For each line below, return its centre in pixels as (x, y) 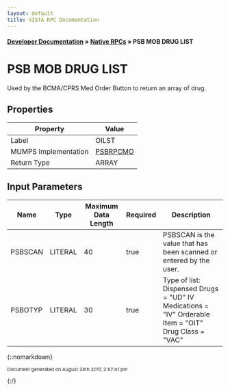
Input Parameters (45, 187)
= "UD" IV (179, 297)
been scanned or (190, 252)
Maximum (102, 206)
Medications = (186, 306)
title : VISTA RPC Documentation (53, 20)
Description (191, 215)
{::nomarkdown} (30, 357)
